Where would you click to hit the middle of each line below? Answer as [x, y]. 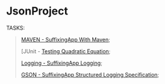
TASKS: [16, 28]
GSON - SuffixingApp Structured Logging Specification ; [90, 74]
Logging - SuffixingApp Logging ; [61, 63]
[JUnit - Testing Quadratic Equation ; [66, 51]
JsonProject [37, 11]
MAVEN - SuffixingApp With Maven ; [65, 39]
